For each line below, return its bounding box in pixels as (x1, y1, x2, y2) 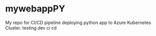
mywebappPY (5, 3, 65, 14)
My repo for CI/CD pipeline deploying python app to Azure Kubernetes (5, 19, 151, 25)
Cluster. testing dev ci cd (5, 24, 57, 30)
